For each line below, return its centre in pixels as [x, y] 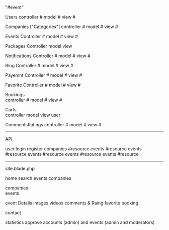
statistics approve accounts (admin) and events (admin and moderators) [80, 222]
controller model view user [33, 115]
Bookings [15, 94]
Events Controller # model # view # [42, 36]
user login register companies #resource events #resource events [73, 149]
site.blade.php [20, 168]
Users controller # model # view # [40, 17]
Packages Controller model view [39, 46]
